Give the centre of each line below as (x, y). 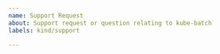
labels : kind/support (44, 30)
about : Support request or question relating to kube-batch (110, 23)
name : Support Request (46, 15)
